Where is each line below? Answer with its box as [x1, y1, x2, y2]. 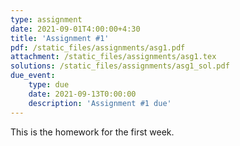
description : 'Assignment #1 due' [28, 98, 172, 108]
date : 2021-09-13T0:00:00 [28, 89, 137, 99]
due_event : [10, 71, 56, 81]
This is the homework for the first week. [10, 126, 175, 138]
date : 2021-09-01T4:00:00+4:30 [10, 24, 141, 34]
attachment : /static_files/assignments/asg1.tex [10, 52, 217, 62]
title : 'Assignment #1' [10, 33, 110, 43]
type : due [28, 80, 70, 90]
